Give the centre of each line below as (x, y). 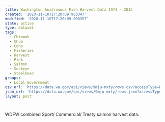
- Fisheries (22, 50)
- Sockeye (19, 69)
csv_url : (14, 87)
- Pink (16, 60)
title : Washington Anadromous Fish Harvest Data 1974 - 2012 (69, 10)
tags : (11, 32)
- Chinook (19, 37)
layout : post (18, 96)
